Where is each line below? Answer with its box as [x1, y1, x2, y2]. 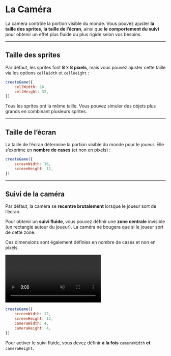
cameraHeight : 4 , [14, 325, 51, 331]
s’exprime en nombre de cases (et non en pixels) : [5, 147, 111, 153]
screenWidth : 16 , [14, 161, 51, 167]
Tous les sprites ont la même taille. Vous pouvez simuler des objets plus [5, 103, 156, 109]
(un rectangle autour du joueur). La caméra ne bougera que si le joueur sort [5, 224, 164, 230]
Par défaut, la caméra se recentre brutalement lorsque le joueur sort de [5, 203, 157, 209]
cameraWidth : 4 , [14, 321, 49, 326]
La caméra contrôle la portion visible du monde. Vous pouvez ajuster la [5, 20, 155, 26]
